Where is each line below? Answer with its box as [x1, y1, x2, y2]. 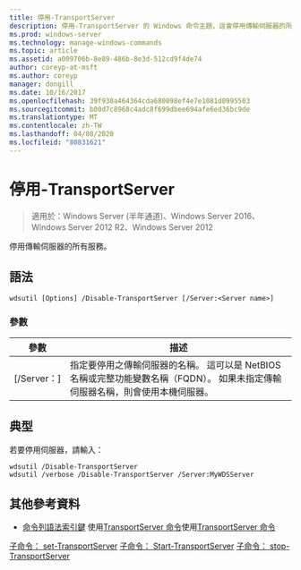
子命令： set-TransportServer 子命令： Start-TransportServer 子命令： [9, 540, 269, 551]
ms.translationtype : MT [9, 113, 99, 122]
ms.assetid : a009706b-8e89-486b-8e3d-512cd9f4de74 [9, 55, 202, 64]
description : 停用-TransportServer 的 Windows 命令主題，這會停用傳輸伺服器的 [9, 21, 287, 30]
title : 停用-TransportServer [9, 13, 116, 22]
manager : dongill [9, 80, 74, 89]
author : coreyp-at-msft [9, 64, 99, 72]
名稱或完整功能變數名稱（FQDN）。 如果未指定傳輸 [70, 372, 282, 385]
